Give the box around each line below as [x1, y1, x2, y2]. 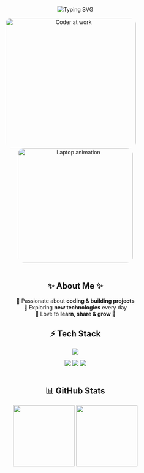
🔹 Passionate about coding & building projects [16, 297, 135, 305]
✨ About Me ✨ [47, 281, 104, 291]
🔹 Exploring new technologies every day [23, 303, 127, 311]
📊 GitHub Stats [45, 386, 105, 396]
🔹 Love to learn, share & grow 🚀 [35, 310, 116, 317]
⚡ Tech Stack [50, 328, 101, 339]
